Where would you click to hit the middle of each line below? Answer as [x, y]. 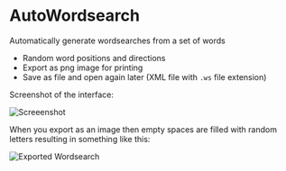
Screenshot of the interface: [62, 94]
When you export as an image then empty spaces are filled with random [143, 129]
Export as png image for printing [83, 67]
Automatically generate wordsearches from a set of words [117, 40]
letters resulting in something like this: [80, 139]
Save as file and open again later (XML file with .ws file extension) [144, 76]
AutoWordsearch [74, 16]
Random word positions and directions [94, 58]
